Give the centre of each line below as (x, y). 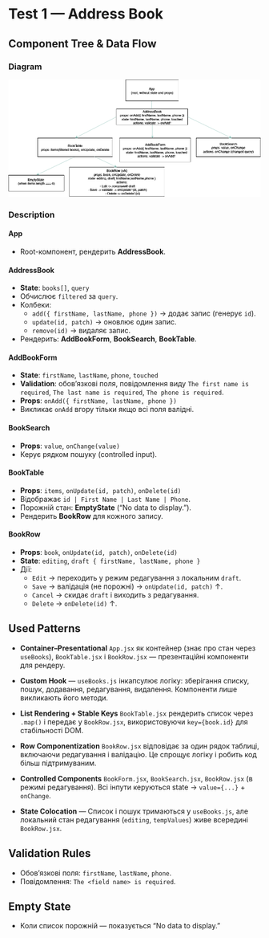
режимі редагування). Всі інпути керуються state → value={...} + (132, 787)
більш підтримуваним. (58, 763)
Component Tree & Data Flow (82, 44)
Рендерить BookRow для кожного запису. (91, 516)
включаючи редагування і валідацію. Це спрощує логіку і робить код (139, 754)
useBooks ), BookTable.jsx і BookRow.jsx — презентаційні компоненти (134, 656)
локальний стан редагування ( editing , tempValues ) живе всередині (134, 819)
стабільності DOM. (52, 730)
